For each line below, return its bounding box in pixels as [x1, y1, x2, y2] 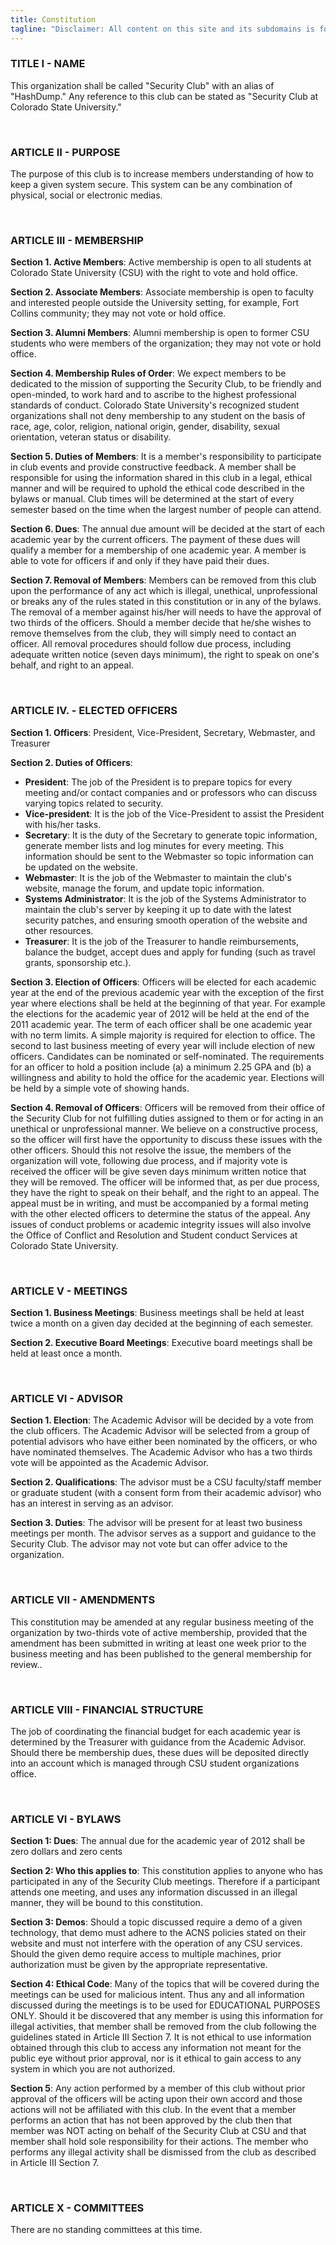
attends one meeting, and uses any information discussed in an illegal [10, 1886, 298, 1898]
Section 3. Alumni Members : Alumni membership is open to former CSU [10, 327, 310, 339]
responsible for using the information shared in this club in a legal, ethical [10, 472, 313, 484]
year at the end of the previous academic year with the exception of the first [10, 986, 324, 998]
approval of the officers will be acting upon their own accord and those [10, 2093, 303, 2105]
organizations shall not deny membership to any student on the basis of [10, 410, 306, 422]
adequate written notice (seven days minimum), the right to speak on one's [10, 649, 320, 661]
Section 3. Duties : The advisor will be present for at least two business [10, 1517, 303, 1529]
